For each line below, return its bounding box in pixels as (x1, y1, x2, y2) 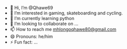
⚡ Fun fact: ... (10, 39, 38, 45)
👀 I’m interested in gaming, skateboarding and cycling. (10, 10, 123, 16)
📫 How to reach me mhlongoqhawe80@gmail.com (10, 26, 117, 32)
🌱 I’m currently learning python (10, 15, 75, 21)
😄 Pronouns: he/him (10, 33, 53, 39)
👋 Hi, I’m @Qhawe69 (10, 5, 53, 10)
